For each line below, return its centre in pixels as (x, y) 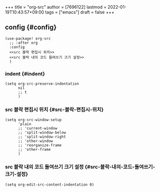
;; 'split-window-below (42, 133)
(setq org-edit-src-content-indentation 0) (50, 184)
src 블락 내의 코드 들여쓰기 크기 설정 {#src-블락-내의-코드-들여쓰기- (80, 167)
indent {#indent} (25, 74)
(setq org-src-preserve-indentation (42, 84)
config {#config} (31, 27)
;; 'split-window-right (42, 137)
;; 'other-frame (34, 150)
